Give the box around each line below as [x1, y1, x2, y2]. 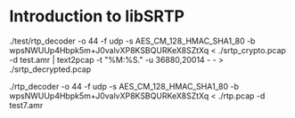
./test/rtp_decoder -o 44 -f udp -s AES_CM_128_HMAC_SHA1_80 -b [9, 35, 256, 46]
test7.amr [9, 99, 44, 110]
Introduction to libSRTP [9, 6, 185, 27]
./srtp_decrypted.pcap [9, 64, 92, 75]
